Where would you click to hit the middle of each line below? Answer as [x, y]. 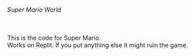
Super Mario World [34, 10]
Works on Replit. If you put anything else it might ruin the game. [98, 45]
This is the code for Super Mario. [54, 38]
